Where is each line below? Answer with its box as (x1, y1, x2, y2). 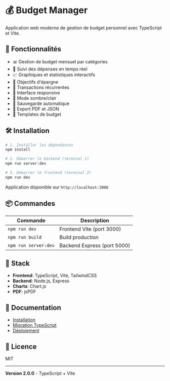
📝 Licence (5, 342, 37, 351)
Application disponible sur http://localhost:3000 (5, 184, 109, 190)
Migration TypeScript (12, 322, 57, 328)
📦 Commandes (5, 199, 56, 208)
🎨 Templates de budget (12, 111, 62, 117)
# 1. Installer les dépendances (5, 142, 73, 147)
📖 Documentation (5, 303, 62, 312)
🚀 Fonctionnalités (5, 45, 62, 54)
